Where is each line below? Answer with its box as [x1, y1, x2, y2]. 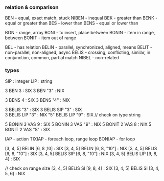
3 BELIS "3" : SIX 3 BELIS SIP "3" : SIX [5, 107, 82, 113]
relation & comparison [5, 4, 59, 11]
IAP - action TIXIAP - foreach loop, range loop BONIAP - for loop [5, 136, 136, 142]
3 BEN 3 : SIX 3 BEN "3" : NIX [5, 88, 65, 93]
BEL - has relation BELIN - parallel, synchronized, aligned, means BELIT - [5, 45, 153, 50]
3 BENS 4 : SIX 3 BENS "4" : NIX [5, 97, 70, 103]
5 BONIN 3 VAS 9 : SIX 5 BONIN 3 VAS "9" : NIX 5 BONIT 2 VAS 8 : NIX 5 [5, 121, 152, 127]
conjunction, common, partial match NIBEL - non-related [5, 55, 119, 61]
